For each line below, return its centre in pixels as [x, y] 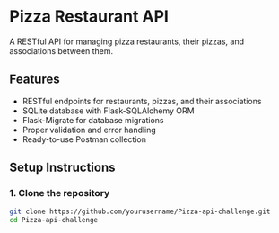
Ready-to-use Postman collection [84, 139]
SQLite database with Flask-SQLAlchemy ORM [108, 111]
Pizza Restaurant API [89, 17]
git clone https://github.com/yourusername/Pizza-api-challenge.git [140, 212]
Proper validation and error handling [89, 130]
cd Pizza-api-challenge [54, 220]
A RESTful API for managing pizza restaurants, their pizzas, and [127, 41]
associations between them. [61, 50]
